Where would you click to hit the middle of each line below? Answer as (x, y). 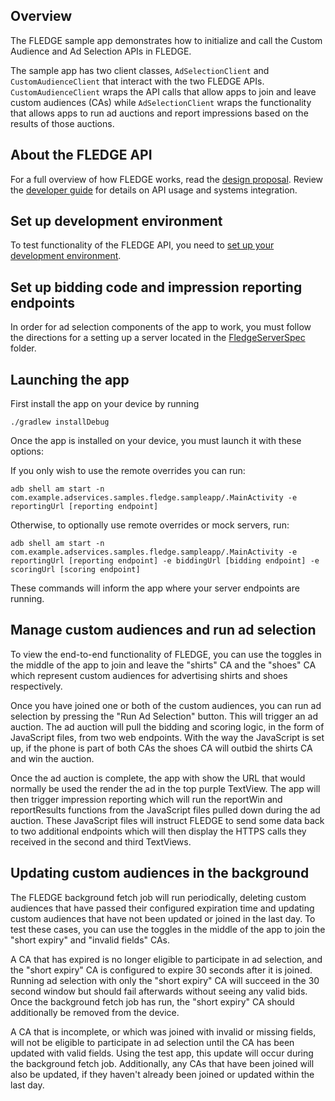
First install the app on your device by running (105, 404)
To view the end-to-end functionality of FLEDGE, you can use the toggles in (166, 654)
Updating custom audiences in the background (160, 873)
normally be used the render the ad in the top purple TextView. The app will (165, 788)
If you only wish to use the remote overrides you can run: (128, 471)
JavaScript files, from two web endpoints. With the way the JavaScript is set (167, 737)
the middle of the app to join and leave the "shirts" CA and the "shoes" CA (163, 665)
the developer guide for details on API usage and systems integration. (154, 190)
